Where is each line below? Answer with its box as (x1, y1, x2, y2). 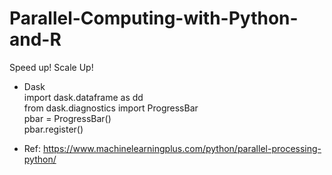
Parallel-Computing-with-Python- (9, 7, 299, 30)
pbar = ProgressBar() (23, 112, 112, 124)
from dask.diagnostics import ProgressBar (23, 102, 199, 114)
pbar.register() (23, 123, 84, 135)
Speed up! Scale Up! (9, 61, 94, 73)
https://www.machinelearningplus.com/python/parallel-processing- (42, 142, 322, 154)
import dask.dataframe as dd (23, 91, 144, 103)
